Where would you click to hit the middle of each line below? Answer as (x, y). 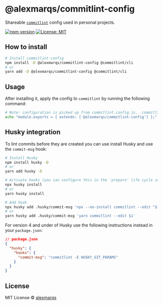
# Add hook (16, 202)
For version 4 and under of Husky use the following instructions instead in (79, 225)
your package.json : (24, 230)
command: (16, 104)
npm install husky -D (27, 162)
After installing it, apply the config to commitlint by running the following (78, 98)
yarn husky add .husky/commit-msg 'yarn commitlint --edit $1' (70, 216)
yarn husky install (25, 193)
